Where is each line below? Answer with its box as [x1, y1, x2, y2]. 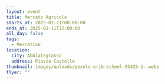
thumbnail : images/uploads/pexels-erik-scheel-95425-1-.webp [6, 63, 160, 70]
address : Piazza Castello [11, 58, 75, 64]
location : [6, 47, 31, 53]
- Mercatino [11, 42, 41, 48]
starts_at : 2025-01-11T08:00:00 [6, 20, 85, 25]
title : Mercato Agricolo [6, 14, 67, 20]
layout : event [6, 8, 41, 15]
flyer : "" [6, 69, 31, 75]
